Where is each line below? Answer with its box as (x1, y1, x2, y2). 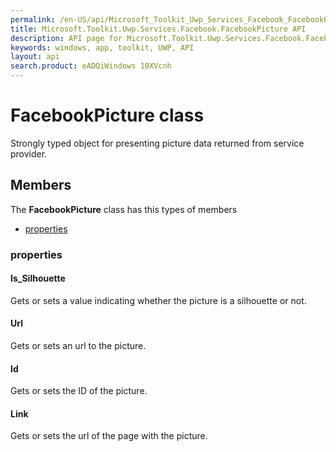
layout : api (10, 52, 60, 62)
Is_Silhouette (10, 272, 66, 285)
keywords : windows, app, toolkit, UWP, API (10, 42, 195, 53)
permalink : (10, 14, 56, 25)
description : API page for (10, 33, 123, 43)
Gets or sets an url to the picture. (10, 340, 147, 352)
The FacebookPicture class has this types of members (10, 203, 238, 215)
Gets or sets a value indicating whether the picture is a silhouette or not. (10, 294, 307, 306)
